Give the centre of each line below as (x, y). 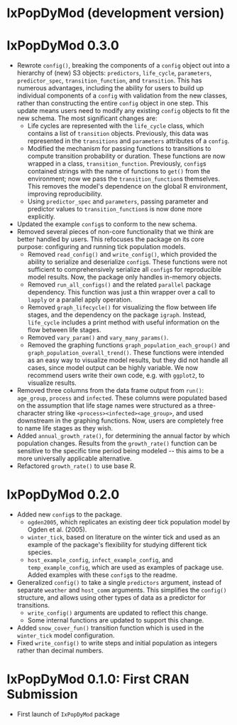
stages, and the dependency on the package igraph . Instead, (117, 315)
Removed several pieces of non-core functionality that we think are (115, 232)
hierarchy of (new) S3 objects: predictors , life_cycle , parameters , (114, 73)
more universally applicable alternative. (74, 459)
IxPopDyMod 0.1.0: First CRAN (98, 679)
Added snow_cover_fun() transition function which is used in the (110, 628)
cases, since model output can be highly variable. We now (113, 368)
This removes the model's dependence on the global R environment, (127, 186)
